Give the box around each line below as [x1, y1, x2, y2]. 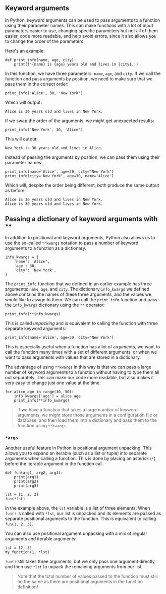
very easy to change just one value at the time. [5, 380, 101, 386]
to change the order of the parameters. [5, 38, 85, 44]
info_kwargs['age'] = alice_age [14, 394, 81, 398]
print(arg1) [14, 474, 39, 479]
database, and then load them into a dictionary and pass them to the [17, 417, 157, 423]
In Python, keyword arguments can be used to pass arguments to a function [5, 17, 160, 23]
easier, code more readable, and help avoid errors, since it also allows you [5, 33, 157, 39]
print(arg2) [14, 479, 39, 484]
